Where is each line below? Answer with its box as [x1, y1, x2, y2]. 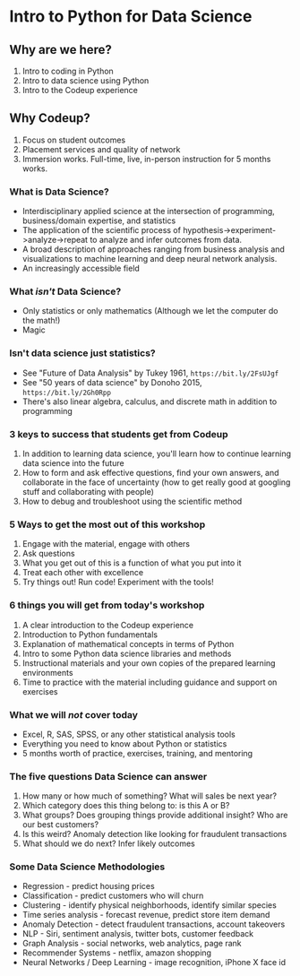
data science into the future [21, 458, 124, 468]
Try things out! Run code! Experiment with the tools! [21, 576, 215, 588]
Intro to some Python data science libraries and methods [21, 648, 232, 659]
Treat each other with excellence [21, 567, 144, 578]
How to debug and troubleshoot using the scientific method [21, 496, 243, 506]
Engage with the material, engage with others [21, 539, 191, 549]
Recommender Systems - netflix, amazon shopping [21, 947, 212, 958]
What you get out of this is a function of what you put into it [21, 557, 242, 568]
